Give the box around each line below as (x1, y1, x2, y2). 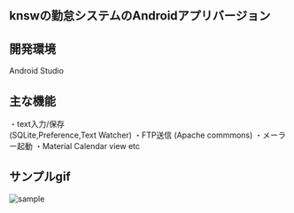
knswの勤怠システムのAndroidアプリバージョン (9, 8, 271, 24)
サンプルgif (9, 170, 71, 185)
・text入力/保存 (9, 119, 65, 130)
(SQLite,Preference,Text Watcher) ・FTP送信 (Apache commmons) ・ (9, 130, 263, 140)
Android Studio (9, 66, 65, 76)
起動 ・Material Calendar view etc (16, 141, 140, 152)
